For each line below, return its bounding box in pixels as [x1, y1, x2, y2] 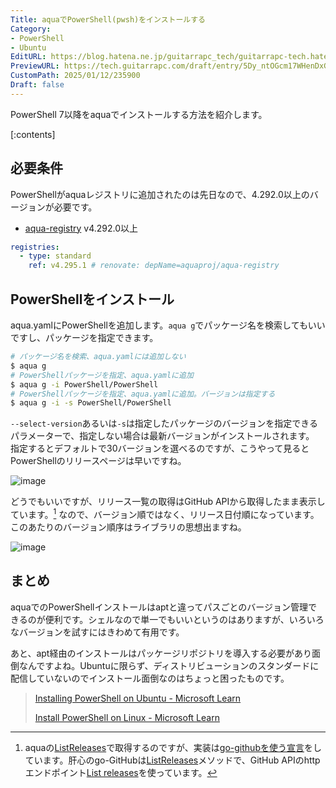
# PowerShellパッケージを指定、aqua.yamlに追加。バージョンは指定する [10, 389, 276, 399]
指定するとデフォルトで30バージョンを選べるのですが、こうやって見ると [10, 442, 310, 455]
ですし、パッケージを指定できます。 [10, 332, 159, 343]
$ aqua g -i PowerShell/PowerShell [10, 379, 159, 390]
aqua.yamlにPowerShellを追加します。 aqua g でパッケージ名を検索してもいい [10, 319, 326, 331]
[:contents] [10, 128, 56, 140]
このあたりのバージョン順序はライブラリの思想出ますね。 [10, 521, 247, 533]
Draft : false [10, 80, 65, 90]
